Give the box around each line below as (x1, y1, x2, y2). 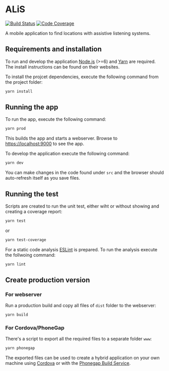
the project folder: (5, 79, 43, 85)
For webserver (5, 291, 42, 298)
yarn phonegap (5, 346, 35, 351)
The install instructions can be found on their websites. (5, 63, 120, 70)
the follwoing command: (5, 252, 56, 258)
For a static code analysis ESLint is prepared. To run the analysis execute (5, 246, 158, 252)
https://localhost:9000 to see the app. (5, 141, 85, 147)
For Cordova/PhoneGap (5, 324, 65, 331)
